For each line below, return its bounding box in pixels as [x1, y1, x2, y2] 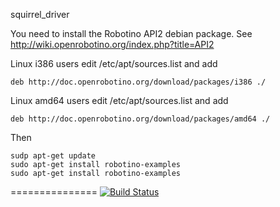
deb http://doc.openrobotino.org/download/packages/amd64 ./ [10, 114, 271, 124]
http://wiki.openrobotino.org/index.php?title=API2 [10, 39, 215, 50]
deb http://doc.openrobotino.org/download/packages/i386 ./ [10, 77, 267, 87]
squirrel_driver [10, 9, 70, 20]
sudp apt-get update [10, 151, 97, 161]
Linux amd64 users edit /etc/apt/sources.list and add [10, 95, 229, 106]
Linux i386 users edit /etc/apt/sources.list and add [10, 58, 218, 69]
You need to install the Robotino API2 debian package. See [10, 28, 253, 39]
